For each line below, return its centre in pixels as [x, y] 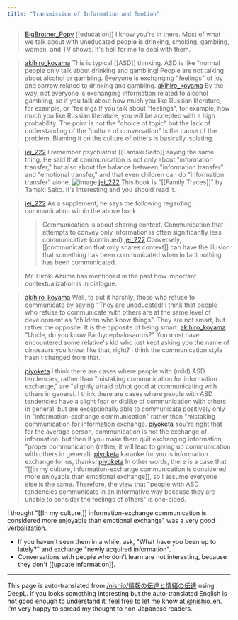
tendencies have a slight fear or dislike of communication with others [125, 401]
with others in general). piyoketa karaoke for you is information [116, 453]
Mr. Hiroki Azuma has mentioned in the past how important [110, 276]
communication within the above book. [81, 210]
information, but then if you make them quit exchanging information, [124, 439]
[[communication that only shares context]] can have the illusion [136, 247]
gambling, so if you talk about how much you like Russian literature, [123, 101]
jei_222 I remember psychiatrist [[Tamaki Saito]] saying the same [119, 152]
